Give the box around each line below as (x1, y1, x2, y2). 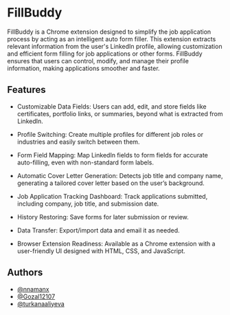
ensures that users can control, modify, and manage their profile (7, 56, 189, 65)
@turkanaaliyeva (16, 299, 65, 307)
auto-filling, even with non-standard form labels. (16, 158, 154, 166)
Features (7, 84, 46, 96)
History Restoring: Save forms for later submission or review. (16, 213, 189, 221)
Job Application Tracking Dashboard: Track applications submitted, (16, 192, 208, 200)
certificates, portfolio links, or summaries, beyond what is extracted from (16, 109, 223, 118)
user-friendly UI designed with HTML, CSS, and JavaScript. (16, 246, 185, 255)
